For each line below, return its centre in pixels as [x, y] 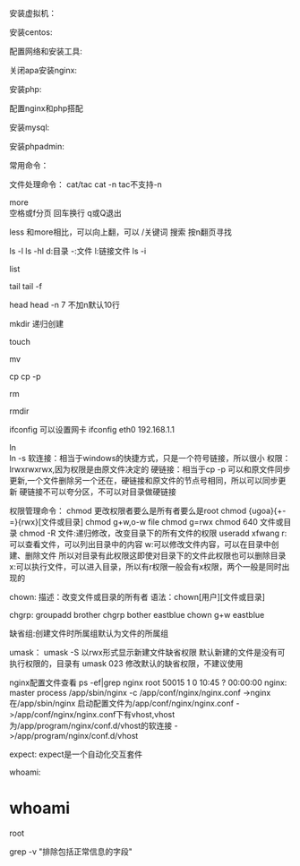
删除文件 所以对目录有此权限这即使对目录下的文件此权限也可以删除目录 [155, 555]
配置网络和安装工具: [46, 51]
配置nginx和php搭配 [46, 108]
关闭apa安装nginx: [43, 70]
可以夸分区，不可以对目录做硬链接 [113, 492]
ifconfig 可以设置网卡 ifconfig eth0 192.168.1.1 [92, 429]
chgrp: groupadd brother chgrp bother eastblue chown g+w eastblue [137, 615]
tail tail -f [26, 286]
